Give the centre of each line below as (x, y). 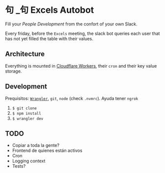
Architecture (25, 54)
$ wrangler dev (28, 119)
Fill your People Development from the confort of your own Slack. (71, 24)
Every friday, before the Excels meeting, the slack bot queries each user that (82, 33)
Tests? (19, 166)
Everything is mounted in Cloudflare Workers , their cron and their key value (81, 66)
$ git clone (24, 108)
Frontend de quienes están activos (47, 150)
